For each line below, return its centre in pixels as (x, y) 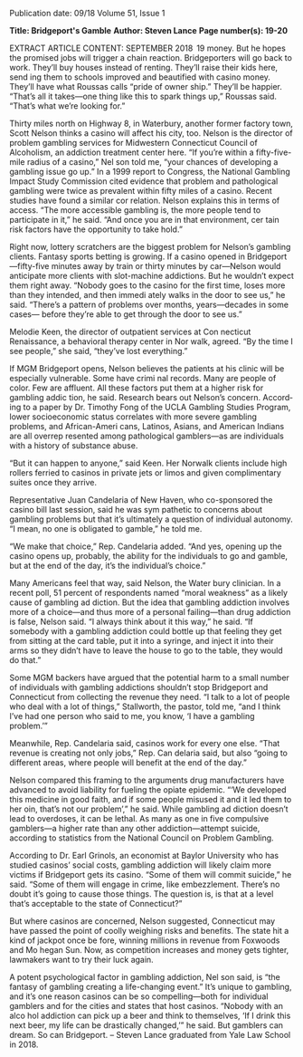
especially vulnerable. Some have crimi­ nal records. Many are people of (143, 378)
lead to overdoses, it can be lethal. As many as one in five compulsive (139, 818)
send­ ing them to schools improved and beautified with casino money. (140, 77)
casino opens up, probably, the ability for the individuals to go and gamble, (148, 556)
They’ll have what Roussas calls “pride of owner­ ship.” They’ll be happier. (146, 86)
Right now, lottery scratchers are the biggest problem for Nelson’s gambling (150, 247)
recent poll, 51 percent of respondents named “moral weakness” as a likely (148, 593)
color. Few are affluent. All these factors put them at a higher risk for (137, 388)
